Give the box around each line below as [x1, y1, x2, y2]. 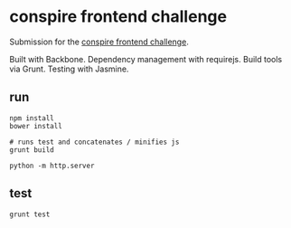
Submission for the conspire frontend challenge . [9, 36, 190, 47]
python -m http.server [9, 161, 95, 170]
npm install [9, 113, 54, 123]
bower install [9, 121, 63, 130]
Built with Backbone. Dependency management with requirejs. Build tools [9, 53, 283, 64]
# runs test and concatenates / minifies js [9, 138, 180, 147]
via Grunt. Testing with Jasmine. [9, 63, 129, 74]
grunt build [9, 145, 54, 155]
